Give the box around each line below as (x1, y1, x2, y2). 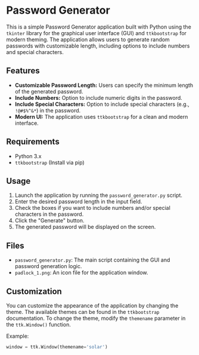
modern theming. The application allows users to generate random (6, 36, 170, 43)
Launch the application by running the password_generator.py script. (14, 191, 183, 199)
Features (6, 66, 40, 76)
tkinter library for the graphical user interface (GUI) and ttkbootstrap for (6, 29, 186, 36)
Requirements (6, 137, 60, 147)
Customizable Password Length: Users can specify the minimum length (14, 81, 194, 89)
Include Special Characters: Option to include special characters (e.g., (14, 100, 189, 108)
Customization (6, 286, 63, 296)
